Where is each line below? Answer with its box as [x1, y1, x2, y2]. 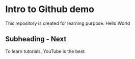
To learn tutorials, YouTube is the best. [5, 48, 86, 54]
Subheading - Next [5, 35, 67, 43]
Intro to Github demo [5, 4, 94, 15]
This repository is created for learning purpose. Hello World [5, 20, 130, 26]
